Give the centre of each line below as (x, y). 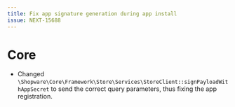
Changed (31, 74)
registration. (35, 97)
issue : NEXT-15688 (34, 20)
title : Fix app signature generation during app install (92, 14)
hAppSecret (33, 90)
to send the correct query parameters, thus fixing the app (134, 89)
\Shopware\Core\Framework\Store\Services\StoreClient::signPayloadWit (123, 82)
